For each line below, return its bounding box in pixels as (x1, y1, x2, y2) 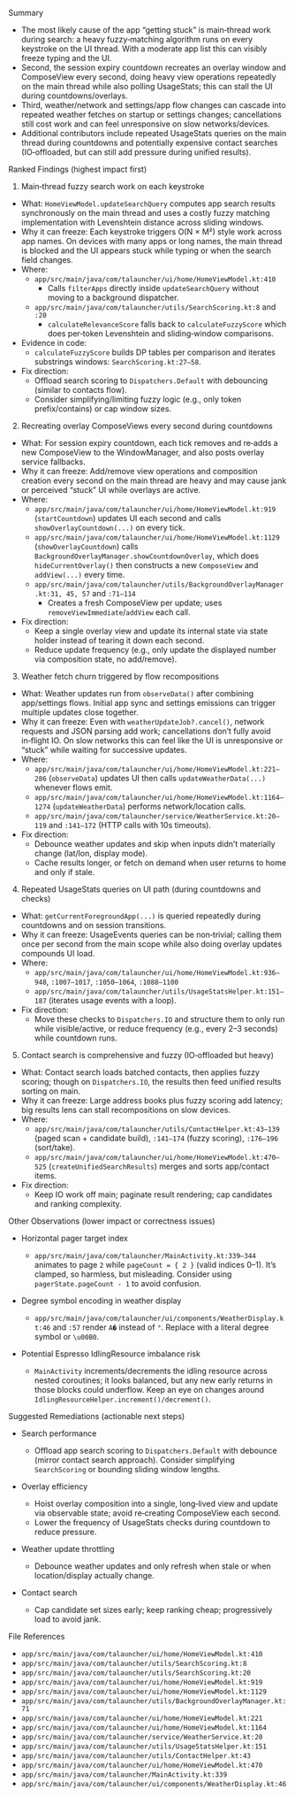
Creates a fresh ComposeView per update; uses (47, 597, 223, 608)
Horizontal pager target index (20, 1233, 129, 1243)
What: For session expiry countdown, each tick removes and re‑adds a (20, 438, 279, 448)
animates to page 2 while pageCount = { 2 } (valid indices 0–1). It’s (34, 1260, 276, 1270)
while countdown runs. (34, 1033, 118, 1043)
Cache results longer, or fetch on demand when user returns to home (34, 857, 287, 868)
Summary (8, 8, 44, 18)
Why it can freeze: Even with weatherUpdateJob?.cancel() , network (20, 717, 265, 726)
